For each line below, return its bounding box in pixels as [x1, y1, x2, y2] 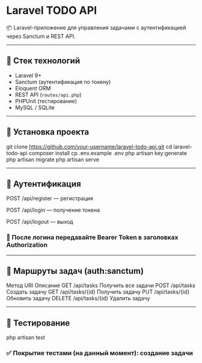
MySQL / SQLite [14, 104, 55, 111]
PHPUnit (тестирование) [14, 97, 77, 104]
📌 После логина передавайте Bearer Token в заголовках [6, 233, 179, 242]
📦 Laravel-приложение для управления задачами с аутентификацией [6, 24, 186, 31]
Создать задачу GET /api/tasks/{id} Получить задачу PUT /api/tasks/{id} [6, 288, 190, 295]
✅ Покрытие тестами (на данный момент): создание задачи [6, 349, 194, 358]
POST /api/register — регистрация [6, 195, 93, 202]
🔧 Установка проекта [6, 127, 89, 137]
